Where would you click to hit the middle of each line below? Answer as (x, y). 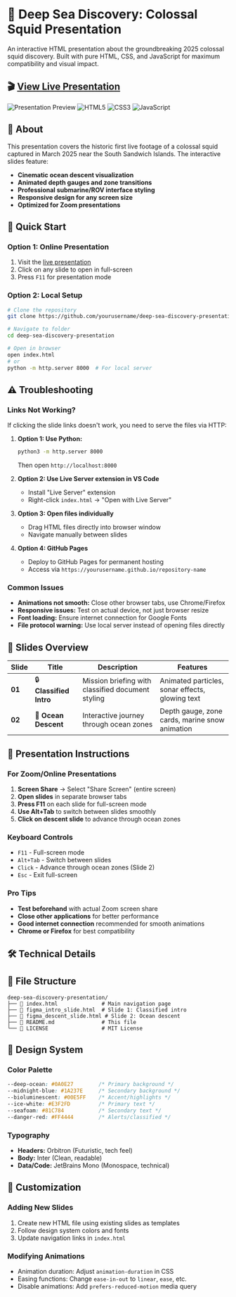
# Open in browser (34, 349)
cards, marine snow (192, 720)
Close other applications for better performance (88, 916)
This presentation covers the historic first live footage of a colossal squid (113, 146)
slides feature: (28, 161)
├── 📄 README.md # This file (72, 1022)
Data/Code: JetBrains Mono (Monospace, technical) (93, 1165)
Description (118, 667)
